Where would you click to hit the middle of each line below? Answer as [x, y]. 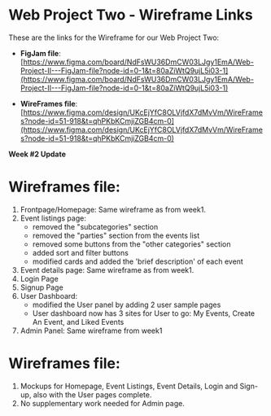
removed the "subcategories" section [95, 226]
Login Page [39, 278]
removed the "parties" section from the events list [116, 235]
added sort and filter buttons [80, 252]
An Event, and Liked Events [78, 322]
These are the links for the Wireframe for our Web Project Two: [114, 37]
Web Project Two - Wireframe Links [131, 15]
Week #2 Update [37, 154]
